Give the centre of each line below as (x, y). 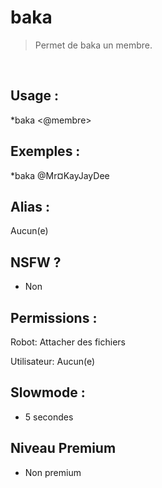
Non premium (53, 472)
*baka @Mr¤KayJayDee (60, 175)
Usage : (35, 96)
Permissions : (54, 317)
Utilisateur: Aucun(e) (53, 361)
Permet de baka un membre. (93, 45)
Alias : (30, 206)
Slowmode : (48, 392)
